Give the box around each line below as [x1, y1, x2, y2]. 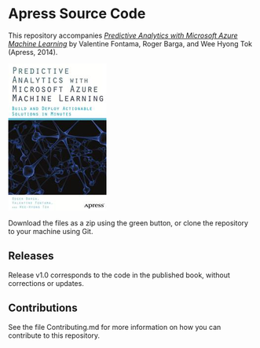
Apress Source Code [8, 5, 146, 23]
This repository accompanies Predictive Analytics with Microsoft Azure [8, 31, 238, 40]
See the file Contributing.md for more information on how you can [8, 322, 222, 332]
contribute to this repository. [8, 331, 101, 340]
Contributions [8, 302, 78, 315]
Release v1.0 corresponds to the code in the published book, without [8, 270, 230, 280]
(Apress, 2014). [8, 47, 58, 57]
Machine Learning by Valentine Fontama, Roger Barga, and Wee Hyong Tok [8, 38, 253, 48]
